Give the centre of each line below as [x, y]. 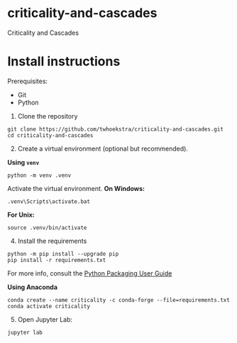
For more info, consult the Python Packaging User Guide [90, 273]
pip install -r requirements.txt [57, 260]
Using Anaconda [33, 287]
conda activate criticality [49, 306]
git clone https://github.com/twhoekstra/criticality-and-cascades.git [115, 129]
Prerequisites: [28, 81]
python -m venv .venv [39, 175]
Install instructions [64, 61]
